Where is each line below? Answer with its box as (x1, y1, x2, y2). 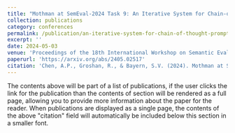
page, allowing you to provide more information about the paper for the (7, 96, 212, 105)
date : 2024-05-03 (7, 43, 58, 50)
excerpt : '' (7, 36, 42, 43)
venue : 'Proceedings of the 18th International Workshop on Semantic (7, 50, 215, 57)
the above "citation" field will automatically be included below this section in (7, 111, 227, 120)
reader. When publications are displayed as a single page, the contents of (7, 104, 220, 112)
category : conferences (7, 23, 73, 30)
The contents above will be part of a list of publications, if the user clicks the (7, 81, 227, 90)
